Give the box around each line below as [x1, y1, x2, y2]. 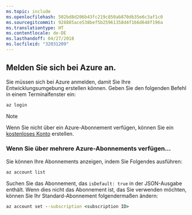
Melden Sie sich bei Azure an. [6, 63, 117, 73]
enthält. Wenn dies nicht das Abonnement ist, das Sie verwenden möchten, [6, 186, 187, 193]
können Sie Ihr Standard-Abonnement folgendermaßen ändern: [6, 192, 159, 199]
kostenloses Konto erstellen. [6, 130, 74, 137]
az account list [6, 169, 46, 175]
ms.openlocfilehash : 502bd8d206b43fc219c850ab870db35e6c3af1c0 [6, 14, 163, 20]
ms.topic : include [6, 8, 51, 15]
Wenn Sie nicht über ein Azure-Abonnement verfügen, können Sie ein [6, 124, 174, 131]
